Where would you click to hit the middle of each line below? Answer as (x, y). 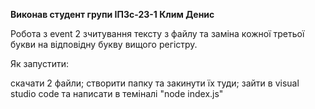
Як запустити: (40, 63)
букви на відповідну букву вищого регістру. (104, 44)
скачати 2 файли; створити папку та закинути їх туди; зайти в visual (155, 83)
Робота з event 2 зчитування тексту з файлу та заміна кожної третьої (157, 33)
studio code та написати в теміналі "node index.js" (117, 93)
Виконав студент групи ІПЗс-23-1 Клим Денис (112, 14)
